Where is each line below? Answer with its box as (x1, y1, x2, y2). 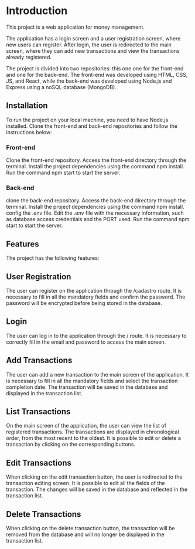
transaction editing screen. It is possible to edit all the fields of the (6, 480, 165, 487)
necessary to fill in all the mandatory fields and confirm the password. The (6, 293, 186, 300)
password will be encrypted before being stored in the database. (6, 299, 162, 306)
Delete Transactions (6, 509, 81, 519)
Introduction (6, 4, 68, 18)
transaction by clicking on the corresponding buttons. (6, 441, 136, 448)
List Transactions (6, 406, 71, 416)
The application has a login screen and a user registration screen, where (6, 35, 181, 42)
